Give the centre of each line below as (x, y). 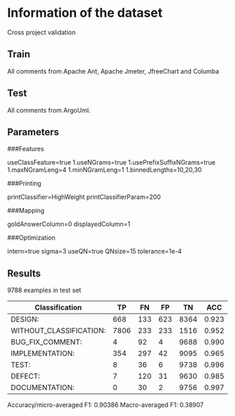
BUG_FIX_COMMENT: (47, 342)
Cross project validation (41, 32)
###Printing (24, 183)
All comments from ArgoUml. (49, 110)
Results (24, 273)
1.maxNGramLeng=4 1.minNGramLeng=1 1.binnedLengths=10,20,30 (105, 170)
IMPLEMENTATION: (43, 354)
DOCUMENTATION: (43, 388)
